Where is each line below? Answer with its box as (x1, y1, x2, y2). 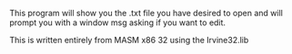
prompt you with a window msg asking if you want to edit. (9, 17, 226, 28)
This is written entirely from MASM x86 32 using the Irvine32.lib (9, 35, 249, 45)
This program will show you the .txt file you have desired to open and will (9, 8, 284, 18)
